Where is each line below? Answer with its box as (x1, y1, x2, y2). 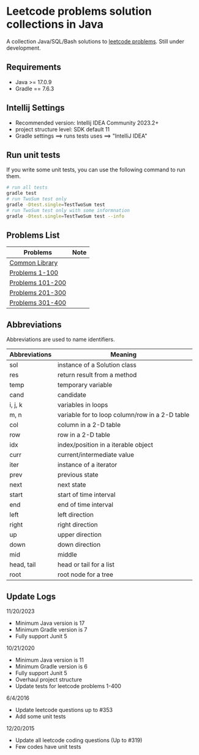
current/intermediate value (57, 450, 135, 459)
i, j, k (9, 401, 23, 409)
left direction (57, 511, 94, 519)
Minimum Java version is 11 (15, 656, 84, 664)
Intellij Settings (6, 103, 65, 113)
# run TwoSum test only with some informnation (6, 207, 130, 213)
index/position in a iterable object (57, 440, 153, 449)
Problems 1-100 (9, 268, 59, 277)
